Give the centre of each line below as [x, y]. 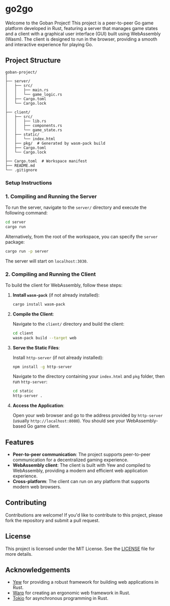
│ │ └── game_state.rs [34, 130]
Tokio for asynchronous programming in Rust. [60, 598]
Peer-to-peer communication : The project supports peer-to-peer [81, 454]
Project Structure [33, 61]
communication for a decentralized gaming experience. [70, 460]
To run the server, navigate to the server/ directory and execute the [76, 207]
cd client [23, 333]
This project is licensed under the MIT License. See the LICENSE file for [80, 549]
